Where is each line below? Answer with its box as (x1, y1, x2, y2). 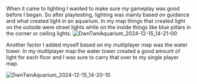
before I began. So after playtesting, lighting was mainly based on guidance (6, 11, 190, 18)
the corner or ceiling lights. (6, 30, 72, 37)
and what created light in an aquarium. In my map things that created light (6, 18, 186, 24)
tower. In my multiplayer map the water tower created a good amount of (6, 48, 180, 55)
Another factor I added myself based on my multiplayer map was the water (6, 41, 188, 48)
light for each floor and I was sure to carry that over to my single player (6, 54, 179, 61)
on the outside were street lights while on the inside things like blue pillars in (6, 23, 192, 31)
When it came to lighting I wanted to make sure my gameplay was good (6, 5, 180, 12)
